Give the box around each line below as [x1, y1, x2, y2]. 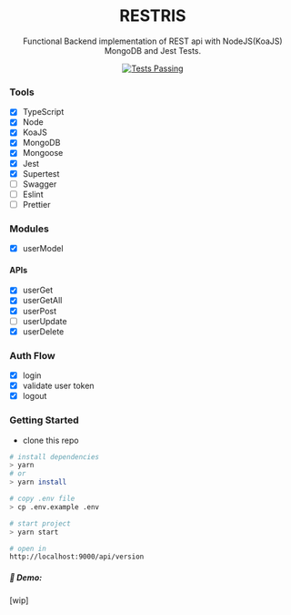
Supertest [22, 168, 60, 179]
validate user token [22, 380, 95, 392]
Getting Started [9, 414, 79, 426]
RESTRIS [119, 5, 186, 26]
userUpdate [22, 315, 67, 326]
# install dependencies [9, 452, 100, 461]
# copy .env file [9, 494, 75, 504]
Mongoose [22, 148, 64, 159]
